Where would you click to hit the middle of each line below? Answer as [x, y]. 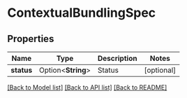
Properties [31, 39]
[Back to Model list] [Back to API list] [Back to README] [87, 87]
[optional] [160, 70]
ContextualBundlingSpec [82, 13]
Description [117, 58]
